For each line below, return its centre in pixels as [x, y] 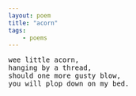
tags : [17, 30]
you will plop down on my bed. [69, 84]
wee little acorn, [44, 60]
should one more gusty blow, [64, 76]
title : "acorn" [33, 23]
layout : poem [30, 15]
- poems [35, 38]
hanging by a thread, [50, 68]
